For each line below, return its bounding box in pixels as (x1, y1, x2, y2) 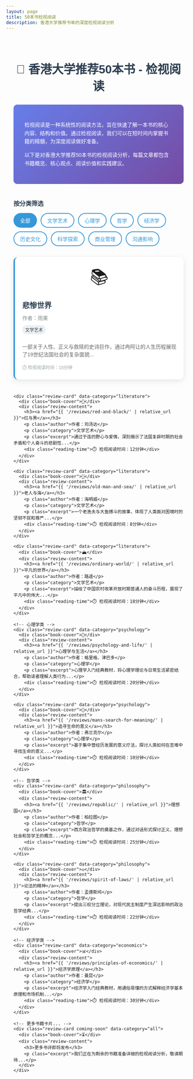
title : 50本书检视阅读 (6, 14, 56, 20)
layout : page (6, 8, 38, 15)
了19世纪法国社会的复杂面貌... (22, 351, 94, 358)
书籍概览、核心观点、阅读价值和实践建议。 (24, 160, 127, 166)
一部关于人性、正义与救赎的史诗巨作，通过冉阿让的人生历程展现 (22, 343, 177, 350)
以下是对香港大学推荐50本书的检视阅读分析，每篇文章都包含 (24, 152, 169, 159)
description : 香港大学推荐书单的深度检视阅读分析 (6, 19, 115, 25)
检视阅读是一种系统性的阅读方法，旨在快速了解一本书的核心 (24, 122, 168, 128)
